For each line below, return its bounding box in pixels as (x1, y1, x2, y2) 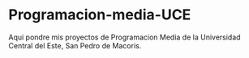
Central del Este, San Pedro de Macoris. (8, 40, 142, 50)
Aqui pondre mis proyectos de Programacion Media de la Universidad (8, 32, 241, 42)
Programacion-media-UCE (8, 6, 191, 24)
